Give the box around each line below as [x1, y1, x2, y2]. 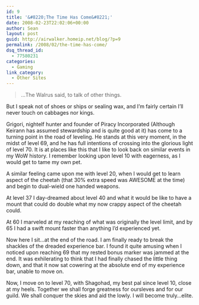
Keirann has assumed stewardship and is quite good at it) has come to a [6, 127, 182, 134]
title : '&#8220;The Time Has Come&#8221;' [6, 14, 113, 20]
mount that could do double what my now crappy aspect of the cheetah [6, 200, 182, 208]
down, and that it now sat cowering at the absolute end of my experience [6, 262, 185, 269]
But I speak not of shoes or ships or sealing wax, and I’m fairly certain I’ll [6, 103, 184, 110]
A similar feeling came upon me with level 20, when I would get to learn [6, 170, 181, 177]
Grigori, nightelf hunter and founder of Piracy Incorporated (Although [6, 121, 175, 128]
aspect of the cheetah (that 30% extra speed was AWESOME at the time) [6, 177, 185, 184]
